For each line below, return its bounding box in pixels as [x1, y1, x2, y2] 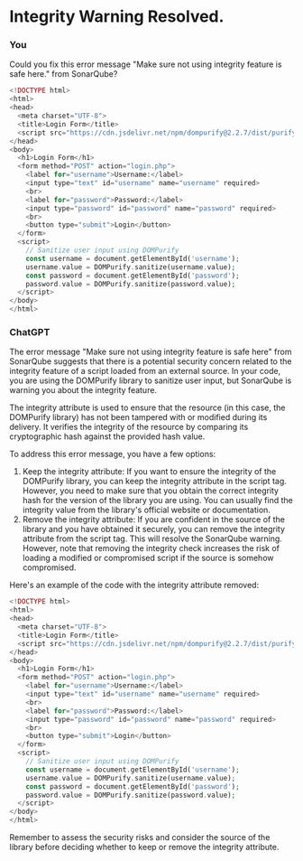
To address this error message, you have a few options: [9, 449, 216, 460]
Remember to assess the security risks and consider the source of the [9, 832, 271, 843]
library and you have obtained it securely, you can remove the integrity [22, 524, 286, 535]
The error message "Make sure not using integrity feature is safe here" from [9, 346, 292, 358]
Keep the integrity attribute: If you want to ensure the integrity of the [22, 466, 277, 477]
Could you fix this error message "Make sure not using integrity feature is [9, 59, 282, 70]
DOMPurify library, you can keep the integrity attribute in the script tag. [22, 476, 287, 487]
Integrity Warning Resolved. [9, 6, 225, 27]
